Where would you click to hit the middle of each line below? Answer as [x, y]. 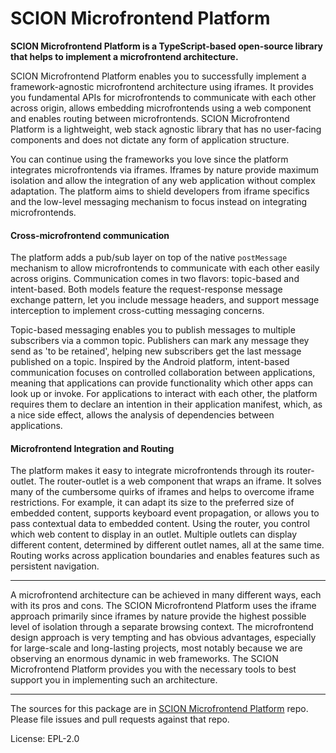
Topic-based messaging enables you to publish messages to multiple [153, 330]
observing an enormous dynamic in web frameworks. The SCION [144, 659]
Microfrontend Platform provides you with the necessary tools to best [153, 669]
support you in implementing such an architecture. [114, 680]
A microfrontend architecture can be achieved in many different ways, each [166, 595]
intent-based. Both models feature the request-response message [146, 289]
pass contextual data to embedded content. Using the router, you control [160, 524]
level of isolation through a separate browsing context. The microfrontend [162, 627]
